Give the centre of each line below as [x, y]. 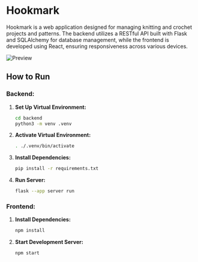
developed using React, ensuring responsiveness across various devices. [97, 46]
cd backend [28, 118]
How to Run [28, 77]
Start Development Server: [49, 242]
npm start [27, 253]
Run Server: [30, 180]
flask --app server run [45, 191]
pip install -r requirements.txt [57, 169]
